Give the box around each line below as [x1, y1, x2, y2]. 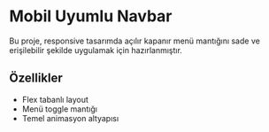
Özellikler [9, 71, 64, 86]
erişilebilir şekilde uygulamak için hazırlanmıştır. [9, 44, 183, 55]
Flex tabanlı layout [21, 94, 88, 105]
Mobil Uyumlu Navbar [9, 6, 173, 27]
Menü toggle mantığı [21, 104, 97, 114]
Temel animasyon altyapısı [21, 113, 119, 123]
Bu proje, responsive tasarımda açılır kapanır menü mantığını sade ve [9, 35, 261, 46]
